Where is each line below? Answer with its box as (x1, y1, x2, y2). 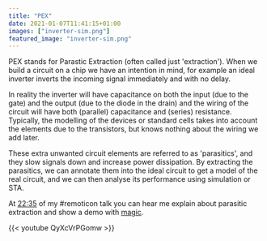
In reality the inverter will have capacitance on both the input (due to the (8, 90, 249, 100)
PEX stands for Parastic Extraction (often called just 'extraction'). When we (8, 57, 258, 67)
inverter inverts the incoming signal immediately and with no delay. (8, 74, 231, 84)
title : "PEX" (8, 11, 53, 20)
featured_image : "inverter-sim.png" (8, 34, 132, 43)
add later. (8, 133, 40, 143)
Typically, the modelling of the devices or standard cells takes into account (8, 115, 258, 126)
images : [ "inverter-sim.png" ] (8, 27, 111, 35)
